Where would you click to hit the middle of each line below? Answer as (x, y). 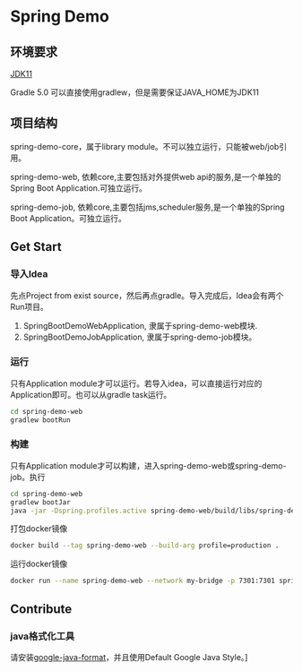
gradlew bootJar (40, 502)
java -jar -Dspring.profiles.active (78, 511)
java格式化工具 (43, 636)
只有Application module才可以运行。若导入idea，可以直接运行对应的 (136, 383)
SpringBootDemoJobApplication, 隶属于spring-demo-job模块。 (140, 337)
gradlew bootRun (40, 420)
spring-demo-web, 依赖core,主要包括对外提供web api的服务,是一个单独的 (146, 176)
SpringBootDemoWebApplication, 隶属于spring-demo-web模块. (140, 325)
